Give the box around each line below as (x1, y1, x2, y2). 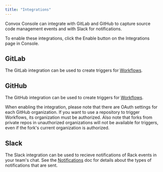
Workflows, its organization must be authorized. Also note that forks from (5, 114, 153, 120)
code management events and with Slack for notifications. (5, 25, 122, 32)
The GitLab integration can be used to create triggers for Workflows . (5, 67, 143, 73)
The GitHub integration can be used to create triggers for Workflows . (5, 95, 144, 101)
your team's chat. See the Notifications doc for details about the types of (5, 157, 152, 163)
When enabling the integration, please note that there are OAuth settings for (5, 104, 158, 110)
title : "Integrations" (5, 7, 51, 12)
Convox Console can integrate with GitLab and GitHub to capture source (5, 21, 151, 26)
